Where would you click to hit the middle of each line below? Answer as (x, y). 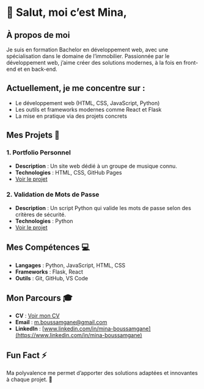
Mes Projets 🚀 (33, 135)
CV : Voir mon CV (37, 316)
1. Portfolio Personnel (39, 153)
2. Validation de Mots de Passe (53, 195)
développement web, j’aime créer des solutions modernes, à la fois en (94, 63)
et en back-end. (38, 69)
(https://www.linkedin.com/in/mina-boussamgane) (78, 335)
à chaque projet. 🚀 (30, 380)
